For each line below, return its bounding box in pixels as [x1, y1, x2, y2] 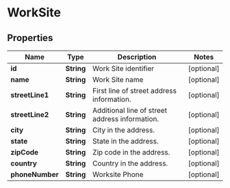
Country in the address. [92, 159, 168, 168]
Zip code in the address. [92, 148, 170, 157]
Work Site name [92, 75, 144, 84]
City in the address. [92, 125, 155, 135]
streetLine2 [10, 110, 49, 119]
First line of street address [92, 86, 177, 95]
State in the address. [92, 137, 159, 146]
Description [117, 53, 157, 62]
